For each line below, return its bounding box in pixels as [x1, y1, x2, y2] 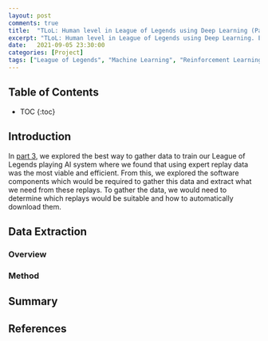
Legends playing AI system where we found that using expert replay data [8, 159, 249, 169]
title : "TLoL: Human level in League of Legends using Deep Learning [8, 26, 248, 34]
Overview [8, 249, 47, 260]
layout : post [8, 11, 52, 20]
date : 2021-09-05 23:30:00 [8, 41, 105, 49]
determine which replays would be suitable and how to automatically [8, 193, 234, 203]
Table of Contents [8, 85, 100, 100]
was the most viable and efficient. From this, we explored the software [8, 168, 239, 178]
